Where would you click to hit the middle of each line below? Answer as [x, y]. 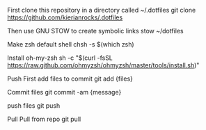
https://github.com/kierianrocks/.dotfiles [65, 17]
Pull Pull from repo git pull [44, 119]
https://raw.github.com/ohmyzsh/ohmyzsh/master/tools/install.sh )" [103, 65]
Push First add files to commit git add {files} [70, 79]
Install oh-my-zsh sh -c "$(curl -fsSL [60, 58]
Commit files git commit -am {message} [64, 92]
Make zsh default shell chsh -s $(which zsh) [71, 44]
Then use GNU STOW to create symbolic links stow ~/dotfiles [95, 31]
